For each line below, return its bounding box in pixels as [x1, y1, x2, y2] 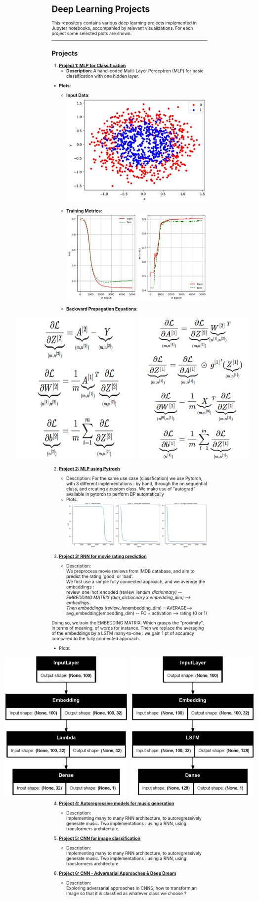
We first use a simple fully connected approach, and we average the [66, 579, 206, 585]
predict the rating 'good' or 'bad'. [66, 573, 134, 579]
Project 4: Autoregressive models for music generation [58, 801, 174, 806]
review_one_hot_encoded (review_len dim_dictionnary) [66, 589, 177, 595]
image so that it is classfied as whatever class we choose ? [66, 891, 186, 897]
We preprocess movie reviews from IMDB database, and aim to [66, 568, 195, 574]
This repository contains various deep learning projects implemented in [51, 20, 197, 26]
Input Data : [66, 92, 89, 98]
